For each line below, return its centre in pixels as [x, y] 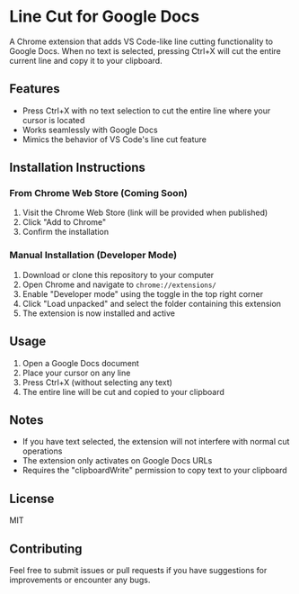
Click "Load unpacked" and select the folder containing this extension [151, 303]
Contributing [46, 549]
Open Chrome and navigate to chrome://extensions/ [119, 284]
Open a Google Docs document [80, 363]
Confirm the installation [66, 232]
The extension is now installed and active [99, 313]
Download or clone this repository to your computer [118, 274]
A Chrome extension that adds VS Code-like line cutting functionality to [141, 41]
